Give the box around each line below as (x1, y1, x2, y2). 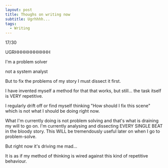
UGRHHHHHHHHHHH (5, 49, 51, 55)
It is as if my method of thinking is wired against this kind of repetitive (5, 153, 148, 159)
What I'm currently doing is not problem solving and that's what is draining (5, 118, 159, 124)
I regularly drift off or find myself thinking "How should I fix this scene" (5, 103, 151, 109)
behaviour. (5, 158, 27, 165)
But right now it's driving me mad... (5, 143, 77, 150)
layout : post (5, 7, 32, 12)
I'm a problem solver (5, 59, 47, 65)
